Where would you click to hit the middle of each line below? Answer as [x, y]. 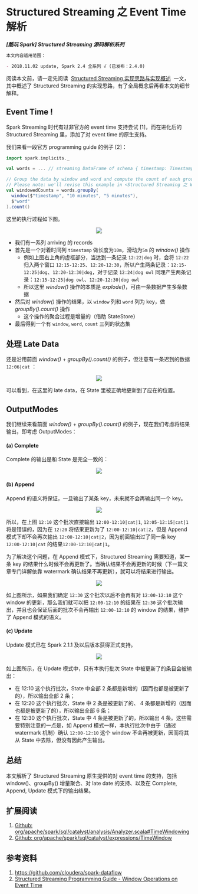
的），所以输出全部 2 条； [45, 696]
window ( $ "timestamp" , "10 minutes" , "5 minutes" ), [75, 195]
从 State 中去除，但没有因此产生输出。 [61, 740]
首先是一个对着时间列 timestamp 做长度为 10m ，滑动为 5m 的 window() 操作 [102, 250]
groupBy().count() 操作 [42, 309]
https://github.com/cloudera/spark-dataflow [68, 873]
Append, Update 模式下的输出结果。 [50, 790]
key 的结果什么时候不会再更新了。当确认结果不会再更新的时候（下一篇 [98, 564]
